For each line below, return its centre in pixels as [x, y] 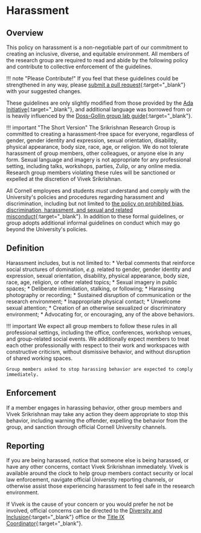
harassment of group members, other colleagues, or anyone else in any [95, 153]
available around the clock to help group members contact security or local [100, 473]
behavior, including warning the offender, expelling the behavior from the [97, 420]
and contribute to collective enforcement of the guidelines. [79, 67]
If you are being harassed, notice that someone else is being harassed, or [97, 460]
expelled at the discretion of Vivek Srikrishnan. [64, 179]
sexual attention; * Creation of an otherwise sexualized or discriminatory [96, 308]
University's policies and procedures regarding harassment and [85, 197]
